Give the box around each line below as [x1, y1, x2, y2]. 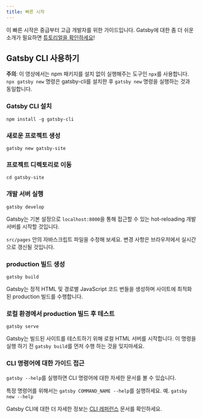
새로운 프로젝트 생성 [6, 131, 61, 140]
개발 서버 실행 [6, 190, 44, 198]
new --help [6, 394, 34, 400]
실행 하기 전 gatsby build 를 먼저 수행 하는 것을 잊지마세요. [6, 342, 145, 350]
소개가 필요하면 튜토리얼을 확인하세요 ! [6, 34, 95, 41]
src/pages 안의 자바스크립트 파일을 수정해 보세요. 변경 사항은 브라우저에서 [6, 235, 180, 243]
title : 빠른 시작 [6, 8, 45, 15]
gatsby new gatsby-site [6, 146, 66, 152]
